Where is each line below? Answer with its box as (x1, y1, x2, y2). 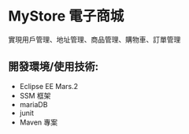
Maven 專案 (19, 117, 58, 127)
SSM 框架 (19, 91, 51, 100)
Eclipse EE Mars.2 (19, 81, 79, 91)
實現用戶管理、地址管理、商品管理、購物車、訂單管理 (8, 35, 181, 44)
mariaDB (19, 99, 48, 109)
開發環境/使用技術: (8, 60, 99, 73)
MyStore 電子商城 (8, 7, 124, 25)
